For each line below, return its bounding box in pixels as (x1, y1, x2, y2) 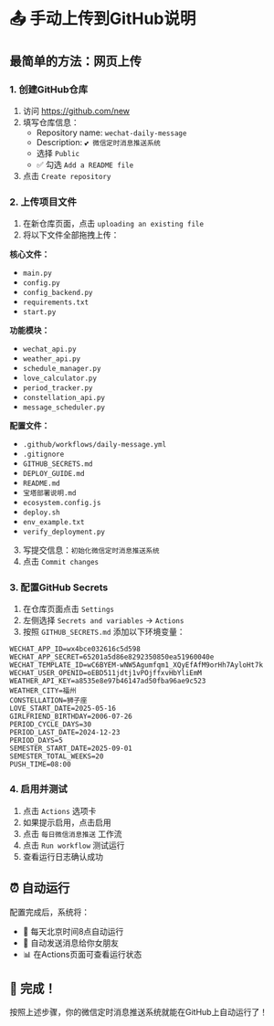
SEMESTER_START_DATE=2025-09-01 (9, 744, 132, 754)
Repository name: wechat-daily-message (36, 127, 187, 138)
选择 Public (36, 147, 80, 158)
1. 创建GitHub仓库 (9, 83, 89, 96)
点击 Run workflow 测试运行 (22, 840, 125, 851)
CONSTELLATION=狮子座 (9, 696, 88, 705)
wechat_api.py (22, 344, 77, 354)
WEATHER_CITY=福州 (9, 686, 77, 695)
